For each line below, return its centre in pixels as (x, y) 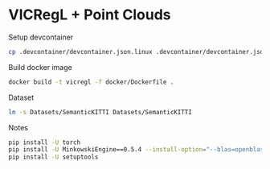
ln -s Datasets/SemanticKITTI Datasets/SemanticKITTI (100, 112)
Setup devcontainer (41, 37)
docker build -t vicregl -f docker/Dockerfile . (91, 82)
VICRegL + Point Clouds (90, 15)
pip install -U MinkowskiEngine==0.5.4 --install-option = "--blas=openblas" (138, 150)
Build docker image (40, 67)
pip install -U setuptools (53, 157)
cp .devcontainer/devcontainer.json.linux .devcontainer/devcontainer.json (138, 52)
